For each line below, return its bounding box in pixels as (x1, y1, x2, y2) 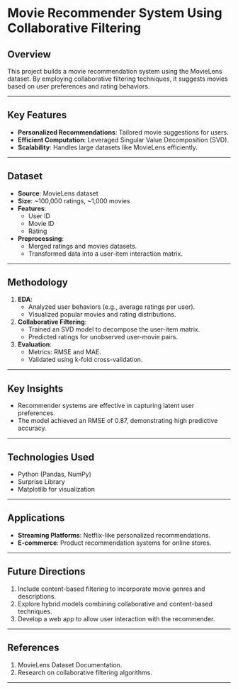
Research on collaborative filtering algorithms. (17, 668, 152, 677)
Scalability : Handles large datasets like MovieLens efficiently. (17, 143, 198, 152)
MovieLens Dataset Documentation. (17, 660, 123, 669)
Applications (7, 512, 65, 524)
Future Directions (7, 565, 86, 578)
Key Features (7, 109, 67, 121)
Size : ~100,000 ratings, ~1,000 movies (17, 196, 130, 205)
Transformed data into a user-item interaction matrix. (28, 249, 183, 258)
